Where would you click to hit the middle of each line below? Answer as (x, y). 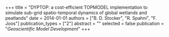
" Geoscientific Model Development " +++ (48, 29)
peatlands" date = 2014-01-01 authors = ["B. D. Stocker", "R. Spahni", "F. (81, 18)
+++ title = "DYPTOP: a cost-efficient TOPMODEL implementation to (77, 7)
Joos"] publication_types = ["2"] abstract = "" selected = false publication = (85, 23)
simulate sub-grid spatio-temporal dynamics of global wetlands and (76, 13)
